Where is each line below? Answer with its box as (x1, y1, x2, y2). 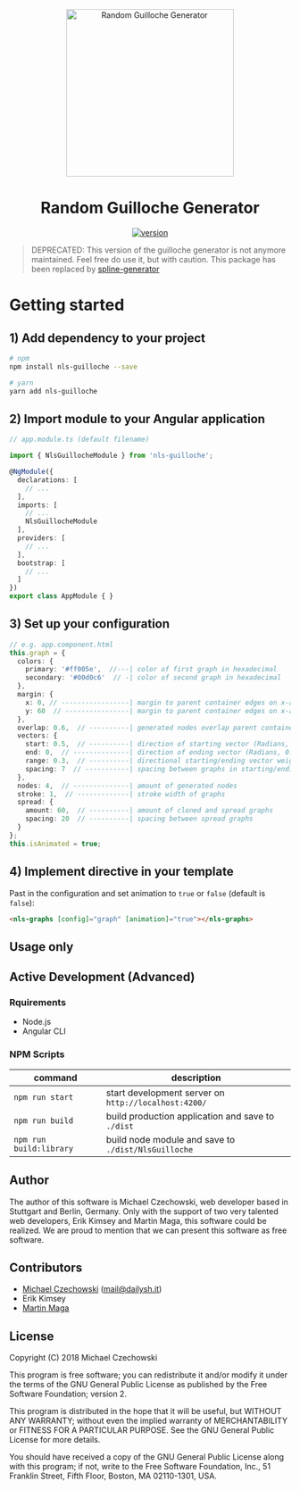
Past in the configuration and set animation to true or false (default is (9, 887, 266, 898)
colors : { (17, 656, 54, 666)
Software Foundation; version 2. (9, 1388, 128, 1400)
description (171, 1071, 221, 1084)
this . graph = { (9, 648, 66, 657)
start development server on (105, 1086, 225, 1099)
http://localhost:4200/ (105, 1097, 207, 1108)
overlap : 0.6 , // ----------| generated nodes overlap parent (17, 723, 257, 732)
